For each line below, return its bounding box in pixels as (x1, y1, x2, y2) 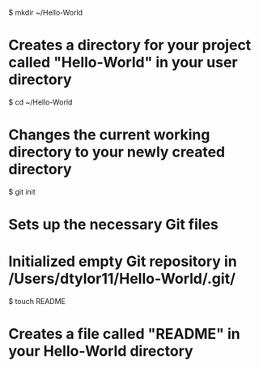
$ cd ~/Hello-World (8, 97, 73, 107)
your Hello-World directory (8, 342, 193, 361)
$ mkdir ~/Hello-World (8, 8, 83, 17)
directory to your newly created (8, 143, 225, 161)
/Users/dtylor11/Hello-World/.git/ (8, 270, 236, 288)
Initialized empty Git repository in (8, 252, 237, 271)
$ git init (8, 186, 36, 196)
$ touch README (8, 297, 66, 306)
